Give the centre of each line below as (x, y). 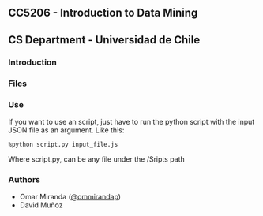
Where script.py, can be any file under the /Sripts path (96, 159)
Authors (24, 179)
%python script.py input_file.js (63, 144)
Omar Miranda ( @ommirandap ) (70, 197)
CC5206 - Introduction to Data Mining (103, 13)
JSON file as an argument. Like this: (66, 130)
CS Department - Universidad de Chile (104, 40)
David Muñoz (41, 205)
